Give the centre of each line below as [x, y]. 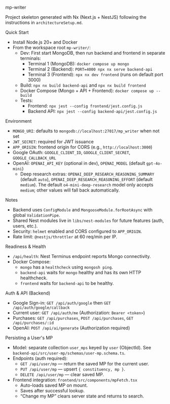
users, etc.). [25, 226]
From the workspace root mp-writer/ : [52, 47]
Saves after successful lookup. [52, 391]
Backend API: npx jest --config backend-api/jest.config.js [92, 111]
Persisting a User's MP [29, 338]
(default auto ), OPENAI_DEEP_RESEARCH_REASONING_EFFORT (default [86, 179]
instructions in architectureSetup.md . [44, 23]
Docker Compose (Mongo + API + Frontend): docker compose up [87, 90]
